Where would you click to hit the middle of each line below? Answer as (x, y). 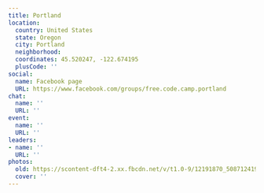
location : (24, 23)
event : (19, 118)
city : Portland (40, 45)
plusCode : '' (37, 67)
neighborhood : (38, 52)
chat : (17, 96)
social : (21, 74)
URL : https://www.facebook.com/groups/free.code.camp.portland (121, 89)
